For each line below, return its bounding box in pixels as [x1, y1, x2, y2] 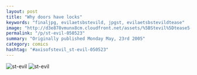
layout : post [6, 8, 38, 15]
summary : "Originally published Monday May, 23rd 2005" [6, 36, 145, 42]
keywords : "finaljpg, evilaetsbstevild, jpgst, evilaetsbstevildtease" [6, 19, 185, 25]
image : [6, 25, 22, 31]
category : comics [6, 42, 49, 47]
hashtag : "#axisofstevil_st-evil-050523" [6, 47, 109, 53]
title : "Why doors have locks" [6, 14, 83, 20]
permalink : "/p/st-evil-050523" [6, 30, 85, 36]
